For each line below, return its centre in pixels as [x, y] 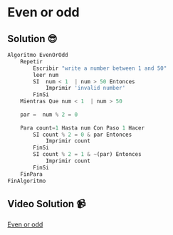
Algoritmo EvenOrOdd [38, 55]
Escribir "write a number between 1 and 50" [100, 68]
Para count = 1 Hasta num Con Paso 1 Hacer [82, 128]
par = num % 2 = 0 [49, 115]
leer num [46, 75]
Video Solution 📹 [47, 204]
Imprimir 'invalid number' [85, 88]
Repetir [31, 61]
